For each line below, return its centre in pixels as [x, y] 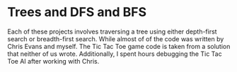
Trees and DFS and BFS [77, 12]
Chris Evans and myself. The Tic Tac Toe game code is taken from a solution [119, 46]
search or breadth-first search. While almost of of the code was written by [116, 38]
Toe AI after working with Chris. [53, 61]
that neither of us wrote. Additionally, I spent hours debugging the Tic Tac [115, 54]
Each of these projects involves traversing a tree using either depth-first [112, 31]
